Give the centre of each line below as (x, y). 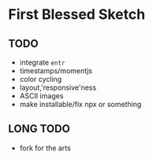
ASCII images (41, 96)
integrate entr (42, 62)
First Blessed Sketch (77, 15)
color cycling (41, 79)
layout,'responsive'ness (58, 87)
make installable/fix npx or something (80, 104)
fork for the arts (45, 148)
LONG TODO (39, 129)
